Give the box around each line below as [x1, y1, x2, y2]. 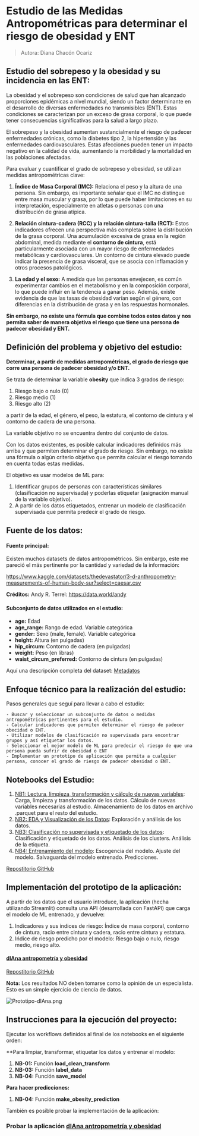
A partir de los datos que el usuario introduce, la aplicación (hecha [6, 898, 169, 905]
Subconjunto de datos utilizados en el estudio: [6, 604, 124, 611]
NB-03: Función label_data [14, 1066, 82, 1073]
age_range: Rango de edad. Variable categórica [14, 624, 133, 631]
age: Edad [14, 617, 40, 625]
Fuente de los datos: [6, 525, 83, 535]
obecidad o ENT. [6, 727, 46, 733]
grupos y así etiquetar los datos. [6, 738, 94, 744]
